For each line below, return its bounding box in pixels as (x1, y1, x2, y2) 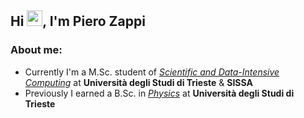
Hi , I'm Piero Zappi (10, 13, 146, 30)
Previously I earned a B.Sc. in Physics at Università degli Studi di (24, 87, 295, 99)
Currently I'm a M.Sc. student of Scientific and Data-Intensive (24, 66, 280, 78)
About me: (10, 43, 63, 57)
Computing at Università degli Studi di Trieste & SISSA (24, 76, 253, 88)
